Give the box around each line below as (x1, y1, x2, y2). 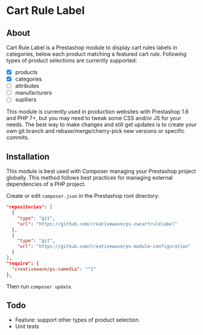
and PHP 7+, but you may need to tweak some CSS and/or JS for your (6, 115, 182, 122)
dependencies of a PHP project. (6, 180, 86, 188)
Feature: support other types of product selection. (15, 316, 141, 323)
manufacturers (15, 89, 52, 96)
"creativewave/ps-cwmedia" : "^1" (12, 266, 96, 272)
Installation (6, 151, 50, 161)
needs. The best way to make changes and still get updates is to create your (6, 121, 197, 128)
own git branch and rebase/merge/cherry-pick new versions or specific (6, 127, 185, 135)
